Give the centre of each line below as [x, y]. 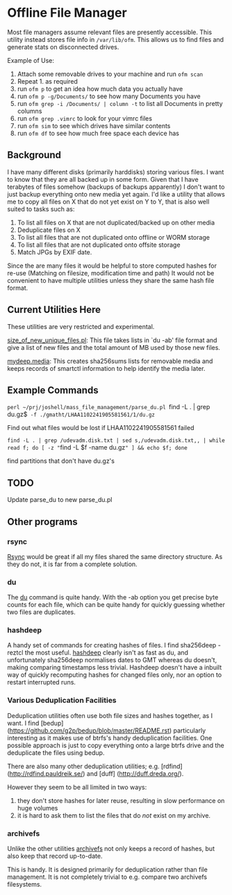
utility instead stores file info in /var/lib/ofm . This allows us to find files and [116, 39]
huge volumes [38, 808]
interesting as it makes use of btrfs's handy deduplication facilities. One [110, 737]
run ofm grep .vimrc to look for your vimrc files [85, 118]
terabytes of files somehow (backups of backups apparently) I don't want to [116, 187]
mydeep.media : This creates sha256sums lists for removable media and [110, 361]
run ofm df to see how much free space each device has [98, 133]
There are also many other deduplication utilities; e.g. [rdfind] [95, 766]
